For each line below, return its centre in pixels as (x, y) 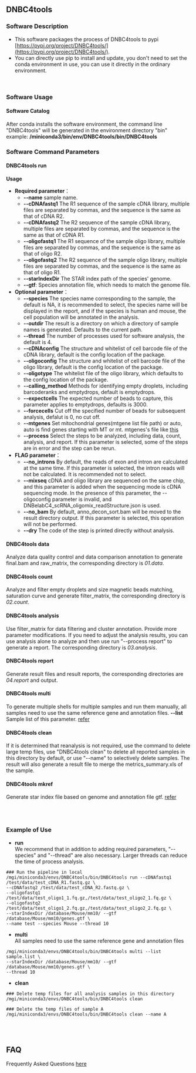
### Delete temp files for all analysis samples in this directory (90, 994)
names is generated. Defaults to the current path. (83, 329)
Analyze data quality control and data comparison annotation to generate (94, 557)
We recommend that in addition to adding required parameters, (91, 849)
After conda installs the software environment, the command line (84, 124)
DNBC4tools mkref (30, 784)
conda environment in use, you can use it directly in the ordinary (92, 64)
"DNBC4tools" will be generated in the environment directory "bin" (87, 130)
